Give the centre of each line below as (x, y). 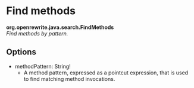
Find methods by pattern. (37, 33)
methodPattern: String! (43, 66)
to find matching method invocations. (69, 79)
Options (21, 52)
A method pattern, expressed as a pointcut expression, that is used (106, 73)
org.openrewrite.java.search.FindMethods (60, 27)
